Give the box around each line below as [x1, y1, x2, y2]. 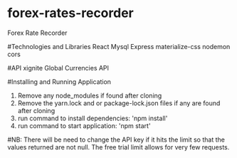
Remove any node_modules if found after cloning [17, 91, 162, 100]
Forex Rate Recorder [7, 28, 68, 37]
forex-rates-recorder [7, 5, 134, 21]
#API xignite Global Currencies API [7, 63, 109, 72]
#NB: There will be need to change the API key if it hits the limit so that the [7, 135, 226, 144]
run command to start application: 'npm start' [17, 121, 151, 130]
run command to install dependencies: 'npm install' [17, 114, 168, 122]
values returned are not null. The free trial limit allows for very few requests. [7, 142, 230, 151]
